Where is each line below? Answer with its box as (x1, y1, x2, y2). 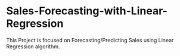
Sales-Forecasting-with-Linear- (6, 4, 168, 18)
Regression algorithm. (6, 43, 60, 50)
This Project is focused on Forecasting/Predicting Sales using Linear (6, 36, 174, 43)
